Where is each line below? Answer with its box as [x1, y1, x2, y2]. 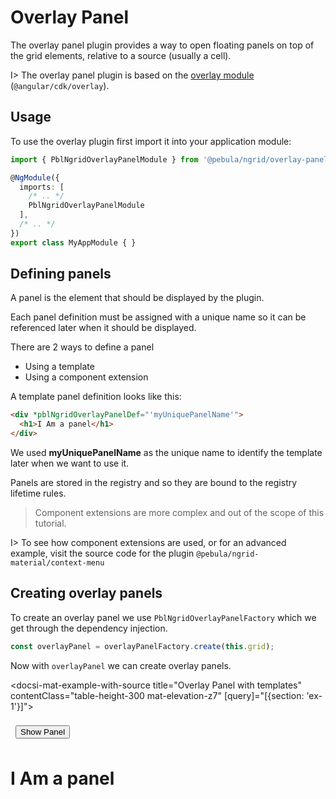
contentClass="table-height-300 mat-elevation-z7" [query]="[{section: [10, 689, 305, 701]
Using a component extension [24, 371, 149, 383]
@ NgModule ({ [10, 172, 60, 183]
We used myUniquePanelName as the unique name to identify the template [10, 447, 323, 459]
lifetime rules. [10, 487, 67, 500]
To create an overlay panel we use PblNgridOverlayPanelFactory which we [10, 611, 317, 623]
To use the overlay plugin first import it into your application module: [10, 135, 292, 147]
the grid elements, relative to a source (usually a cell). [10, 49, 232, 61]
